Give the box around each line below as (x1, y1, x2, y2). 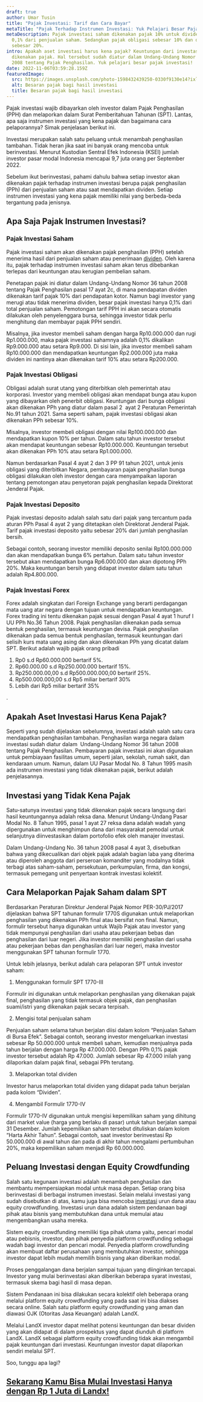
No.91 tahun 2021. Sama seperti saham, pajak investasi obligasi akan (6, 410, 178, 417)
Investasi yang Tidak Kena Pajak (6, 790, 131, 801)
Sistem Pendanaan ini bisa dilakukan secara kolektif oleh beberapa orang (6, 1290, 188, 1298)
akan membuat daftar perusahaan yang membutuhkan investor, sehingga (6, 1247, 188, 1255)
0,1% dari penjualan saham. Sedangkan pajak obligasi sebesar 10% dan (11, 37, 193, 43)
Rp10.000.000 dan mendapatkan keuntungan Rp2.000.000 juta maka (6, 349, 178, 356)
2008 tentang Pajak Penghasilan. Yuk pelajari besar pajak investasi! (11, 59, 193, 65)
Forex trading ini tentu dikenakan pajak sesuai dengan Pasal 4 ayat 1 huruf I (6, 613, 194, 620)
